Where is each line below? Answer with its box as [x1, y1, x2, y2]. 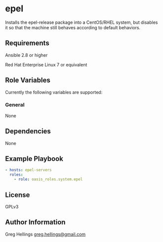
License [5, 191, 30, 199]
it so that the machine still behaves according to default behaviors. [5, 24, 141, 30]
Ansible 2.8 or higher [5, 52, 48, 58]
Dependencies [5, 127, 51, 136]
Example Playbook [5, 154, 63, 163]
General [5, 101, 25, 108]
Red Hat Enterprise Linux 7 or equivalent [5, 61, 87, 67]
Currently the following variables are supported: [5, 89, 103, 95]
